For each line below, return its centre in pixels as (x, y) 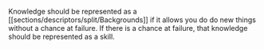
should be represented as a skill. (62, 36)
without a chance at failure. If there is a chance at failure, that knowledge (128, 28)
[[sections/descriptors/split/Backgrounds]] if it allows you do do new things (132, 20)
